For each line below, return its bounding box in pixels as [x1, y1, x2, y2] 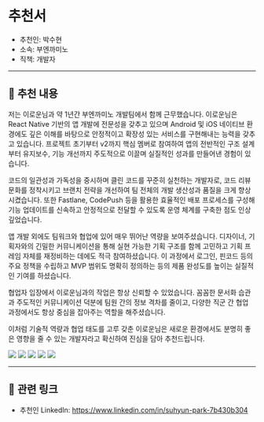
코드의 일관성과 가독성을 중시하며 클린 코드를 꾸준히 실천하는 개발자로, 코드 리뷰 [8, 175, 251, 185]
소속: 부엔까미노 [19, 44, 68, 54]
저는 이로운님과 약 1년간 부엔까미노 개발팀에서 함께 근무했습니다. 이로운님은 [8, 109, 238, 119]
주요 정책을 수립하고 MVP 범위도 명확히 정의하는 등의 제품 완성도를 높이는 [8, 261, 233, 270]
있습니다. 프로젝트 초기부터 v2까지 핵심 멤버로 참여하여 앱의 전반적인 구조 [16, 139, 240, 148]
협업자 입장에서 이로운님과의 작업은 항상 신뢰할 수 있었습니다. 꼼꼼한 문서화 [8, 287, 237, 297]
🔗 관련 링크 [8, 383, 59, 396]
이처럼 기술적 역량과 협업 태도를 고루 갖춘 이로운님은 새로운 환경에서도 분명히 [8, 324, 244, 333]
